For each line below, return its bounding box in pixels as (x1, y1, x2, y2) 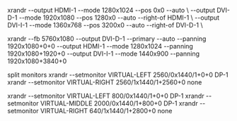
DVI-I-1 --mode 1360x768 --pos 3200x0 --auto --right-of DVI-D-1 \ (7, 21, 203, 29)
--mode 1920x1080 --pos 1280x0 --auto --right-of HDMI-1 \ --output (18, 13, 220, 22)
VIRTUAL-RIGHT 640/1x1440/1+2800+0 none (40, 107, 173, 115)
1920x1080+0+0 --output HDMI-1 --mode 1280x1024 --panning (7, 42, 193, 50)
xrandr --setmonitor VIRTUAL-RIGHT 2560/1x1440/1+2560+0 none (7, 78, 202, 87)
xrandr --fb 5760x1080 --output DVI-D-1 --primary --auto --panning (7, 34, 207, 43)
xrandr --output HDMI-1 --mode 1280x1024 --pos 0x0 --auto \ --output (7, 6, 216, 14)
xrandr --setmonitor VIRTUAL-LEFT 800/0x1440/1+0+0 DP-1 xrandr (7, 91, 204, 100)
